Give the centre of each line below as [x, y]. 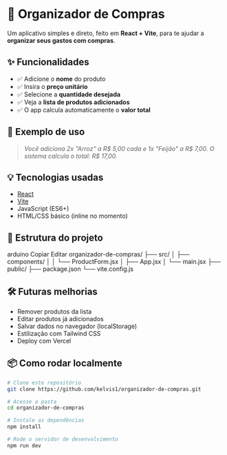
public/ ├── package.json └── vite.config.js [71, 269]
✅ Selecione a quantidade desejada [69, 94]
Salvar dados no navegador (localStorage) [77, 326]
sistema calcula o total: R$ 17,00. [71, 156]
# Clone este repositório [44, 383]
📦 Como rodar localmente [65, 364]
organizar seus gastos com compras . [61, 40]
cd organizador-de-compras [46, 408]
